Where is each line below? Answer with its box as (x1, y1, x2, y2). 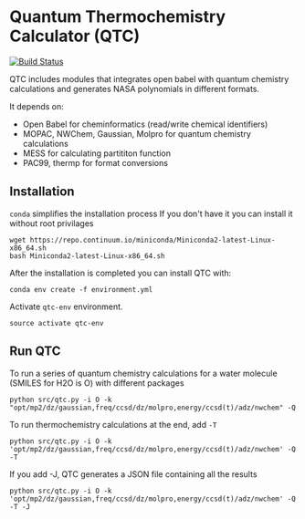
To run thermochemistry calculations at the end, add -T (9, 419, 217, 430)
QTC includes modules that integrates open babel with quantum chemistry (9, 73, 289, 84)
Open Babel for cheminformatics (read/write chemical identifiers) (22, 119, 268, 130)
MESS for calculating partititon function (22, 148, 172, 159)
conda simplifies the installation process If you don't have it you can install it (9, 208, 294, 219)
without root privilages (9, 217, 94, 229)
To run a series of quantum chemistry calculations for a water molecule (9, 368, 278, 379)
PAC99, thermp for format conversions (22, 157, 169, 168)
